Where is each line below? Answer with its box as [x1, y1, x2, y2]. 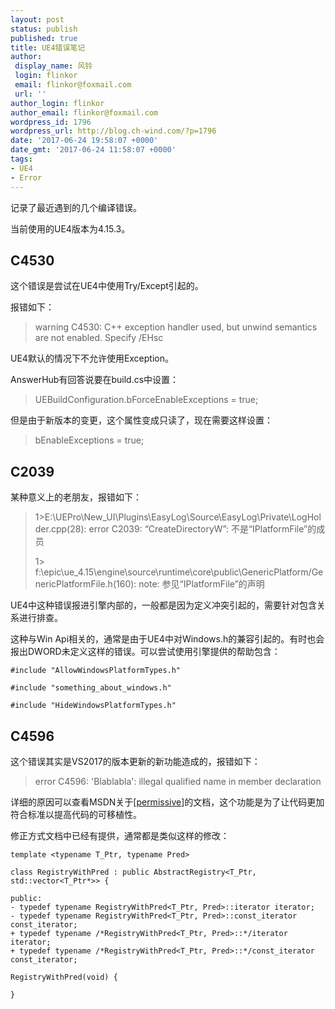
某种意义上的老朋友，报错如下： [10, 491, 142, 503]
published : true [10, 33, 78, 43]
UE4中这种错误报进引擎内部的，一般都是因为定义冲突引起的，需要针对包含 [10, 599, 317, 611]
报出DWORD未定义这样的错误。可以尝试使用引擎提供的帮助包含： [10, 646, 281, 658]
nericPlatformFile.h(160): [34, 578, 137, 590]
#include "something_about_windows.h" [10, 683, 172, 693]
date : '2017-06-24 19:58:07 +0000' [10, 136, 159, 146]
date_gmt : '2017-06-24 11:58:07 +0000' [10, 145, 177, 155]
